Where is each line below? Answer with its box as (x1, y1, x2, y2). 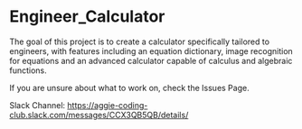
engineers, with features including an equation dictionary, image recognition (9, 45, 294, 56)
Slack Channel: (9, 99, 66, 110)
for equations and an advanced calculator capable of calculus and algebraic (9, 55, 293, 66)
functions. (9, 65, 47, 76)
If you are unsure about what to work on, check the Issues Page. (9, 82, 250, 93)
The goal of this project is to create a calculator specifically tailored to (9, 36, 269, 47)
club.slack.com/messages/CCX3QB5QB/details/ (9, 109, 189, 120)
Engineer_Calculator (9, 6, 165, 27)
